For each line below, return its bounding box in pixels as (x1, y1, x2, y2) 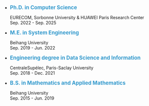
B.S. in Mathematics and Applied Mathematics (9, 79, 126, 86)
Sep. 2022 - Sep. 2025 (9, 20, 57, 26)
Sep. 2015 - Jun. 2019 (9, 95, 55, 101)
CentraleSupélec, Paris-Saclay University (9, 65, 93, 71)
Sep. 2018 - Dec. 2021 (9, 70, 55, 76)
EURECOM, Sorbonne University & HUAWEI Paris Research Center (9, 15, 145, 20)
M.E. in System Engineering (9, 29, 79, 36)
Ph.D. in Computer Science (9, 4, 77, 11)
